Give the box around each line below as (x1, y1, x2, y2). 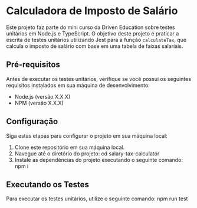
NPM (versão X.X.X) (14, 99, 64, 106)
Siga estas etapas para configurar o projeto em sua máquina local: (6, 132, 168, 139)
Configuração (6, 116, 58, 126)
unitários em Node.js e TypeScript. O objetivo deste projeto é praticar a (6, 30, 179, 37)
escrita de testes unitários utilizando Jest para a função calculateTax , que (6, 36, 187, 43)
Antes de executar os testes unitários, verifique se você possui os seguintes (6, 75, 192, 82)
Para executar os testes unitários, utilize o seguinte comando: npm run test (6, 195, 188, 202)
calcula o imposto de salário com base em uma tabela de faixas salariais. (6, 43, 183, 50)
